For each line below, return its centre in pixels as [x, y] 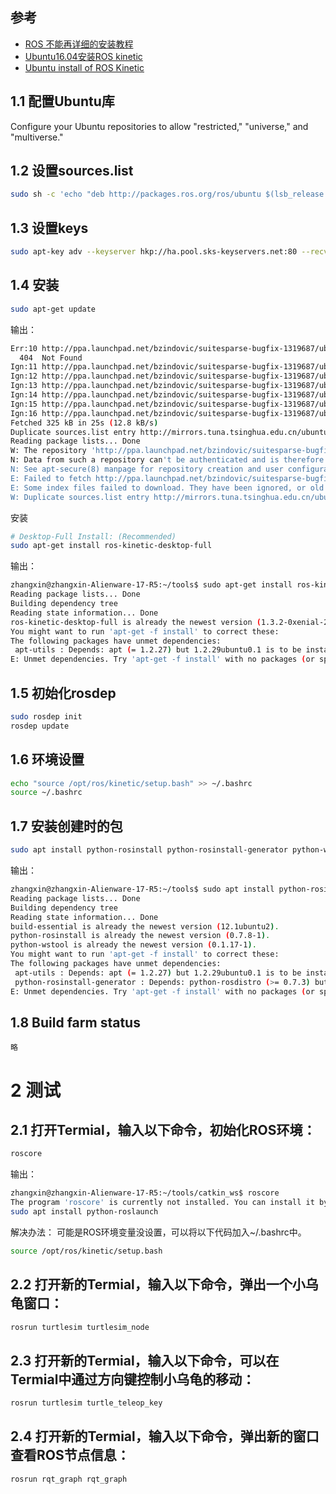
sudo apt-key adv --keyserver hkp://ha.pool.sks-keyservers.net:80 [154, 252]
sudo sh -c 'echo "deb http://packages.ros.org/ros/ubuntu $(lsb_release [167, 194]
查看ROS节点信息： [70, 1455]
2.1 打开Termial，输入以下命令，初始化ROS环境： [163, 1129]
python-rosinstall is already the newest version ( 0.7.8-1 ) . [140, 936]
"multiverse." [37, 137]
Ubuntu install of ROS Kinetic [84, 67]
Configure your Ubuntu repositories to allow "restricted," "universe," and [159, 126]
